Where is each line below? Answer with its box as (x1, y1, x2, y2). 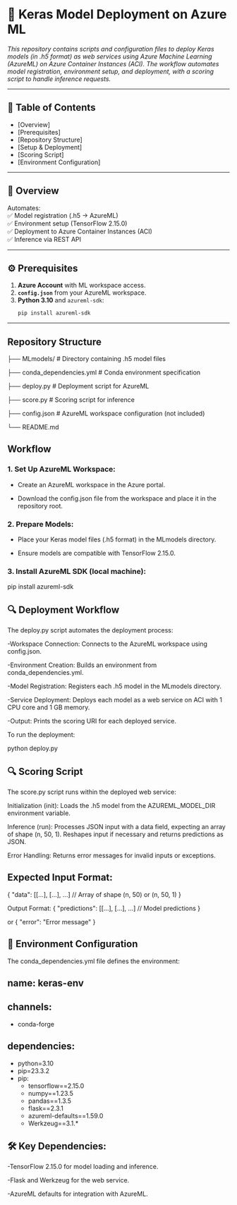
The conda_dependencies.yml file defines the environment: (7, 957, 180, 965)
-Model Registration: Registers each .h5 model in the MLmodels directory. (7, 682, 222, 690)
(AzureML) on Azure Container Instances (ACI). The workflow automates (7, 59, 219, 68)
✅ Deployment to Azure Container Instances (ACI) (7, 227, 153, 236)
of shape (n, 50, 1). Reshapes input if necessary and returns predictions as (7, 830, 224, 838)
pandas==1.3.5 (28, 1096, 72, 1105)
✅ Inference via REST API (7, 235, 82, 243)
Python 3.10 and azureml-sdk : (17, 296, 104, 305)
